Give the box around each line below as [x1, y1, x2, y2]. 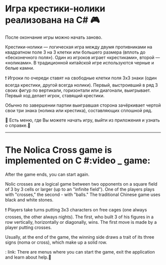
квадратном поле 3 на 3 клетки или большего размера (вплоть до [5, 49, 146, 55]
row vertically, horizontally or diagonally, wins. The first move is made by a [5, 219, 157, 225]
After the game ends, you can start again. [5, 171, 90, 177]
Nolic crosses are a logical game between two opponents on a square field [5, 181, 158, 187]
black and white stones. [5, 197, 53, 202]
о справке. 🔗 [5, 122, 31, 128]
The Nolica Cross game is [5, 144, 112, 156]
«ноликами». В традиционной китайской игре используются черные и [5, 60, 154, 66]
